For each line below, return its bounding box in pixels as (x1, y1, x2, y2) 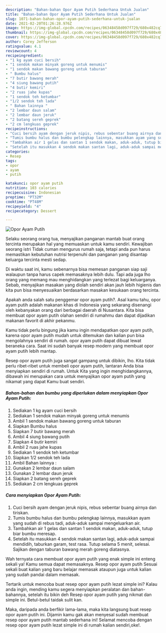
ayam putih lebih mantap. (5, 348, 57, 354)
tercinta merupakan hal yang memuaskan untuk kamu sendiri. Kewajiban (5, 241, 153, 247)
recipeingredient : (5, 53, 43, 58)
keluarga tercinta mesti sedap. (5, 257, 67, 263)
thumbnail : (5, 30, 28, 35)
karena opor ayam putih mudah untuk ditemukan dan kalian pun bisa (5, 333, 145, 338)
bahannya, (5, 592, 27, 598)
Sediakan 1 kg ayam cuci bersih (12, 407, 77, 414)
